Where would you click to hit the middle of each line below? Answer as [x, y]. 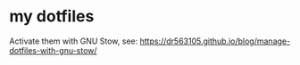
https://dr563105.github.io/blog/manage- [215, 41]
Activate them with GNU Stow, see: [74, 41]
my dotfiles [52, 16]
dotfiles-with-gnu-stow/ [53, 50]
